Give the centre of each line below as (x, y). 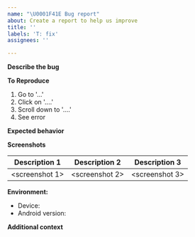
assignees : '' (28, 41)
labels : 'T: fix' (33, 34)
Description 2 (97, 162)
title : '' (22, 27)
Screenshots (27, 145)
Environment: (28, 192)
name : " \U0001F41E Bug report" (54, 14)
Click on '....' (35, 102)
